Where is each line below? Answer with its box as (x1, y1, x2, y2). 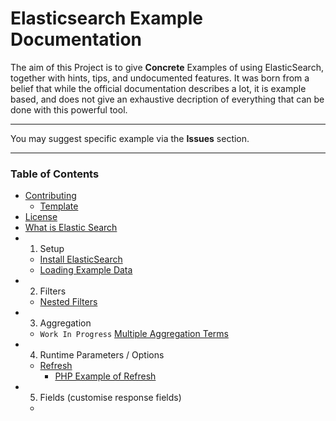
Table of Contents (10, 167, 100, 181)
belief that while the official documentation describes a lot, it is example (10, 82, 307, 94)
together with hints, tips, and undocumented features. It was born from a (10, 72, 310, 84)
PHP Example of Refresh (54, 370, 157, 382)
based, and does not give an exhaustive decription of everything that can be (10, 93, 325, 105)
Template (39, 200, 79, 212)
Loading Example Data (39, 264, 133, 276)
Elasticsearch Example (10, 7, 203, 30)
